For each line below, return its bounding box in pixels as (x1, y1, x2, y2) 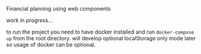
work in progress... (6, 17, 53, 23)
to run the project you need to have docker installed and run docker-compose (6, 28, 194, 35)
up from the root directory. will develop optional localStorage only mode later (6, 35, 196, 41)
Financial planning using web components (6, 5, 111, 12)
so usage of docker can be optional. (6, 41, 96, 48)
